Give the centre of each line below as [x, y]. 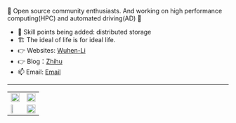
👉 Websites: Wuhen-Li [51, 50]
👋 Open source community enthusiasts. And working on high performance [115, 11]
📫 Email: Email [39, 72]
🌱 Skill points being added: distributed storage [84, 32]
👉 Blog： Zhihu [40, 61]
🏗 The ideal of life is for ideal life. [66, 40]
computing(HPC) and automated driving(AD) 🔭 [74, 18]
